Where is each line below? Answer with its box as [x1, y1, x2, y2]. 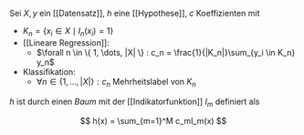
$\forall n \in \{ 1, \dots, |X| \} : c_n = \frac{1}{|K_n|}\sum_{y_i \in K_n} [36, 47, 296, 57]
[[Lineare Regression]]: [22, 36, 110, 48]
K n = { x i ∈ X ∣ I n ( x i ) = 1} [22, 26, 114, 38]
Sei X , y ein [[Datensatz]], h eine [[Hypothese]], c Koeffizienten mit [9, 8, 260, 18]
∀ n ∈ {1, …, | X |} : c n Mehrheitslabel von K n [36, 76, 196, 89]
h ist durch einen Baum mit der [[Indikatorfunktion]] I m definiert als [9, 96, 260, 109]
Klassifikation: [22, 66, 76, 77]
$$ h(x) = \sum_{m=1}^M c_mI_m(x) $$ [79, 116, 227, 127]
